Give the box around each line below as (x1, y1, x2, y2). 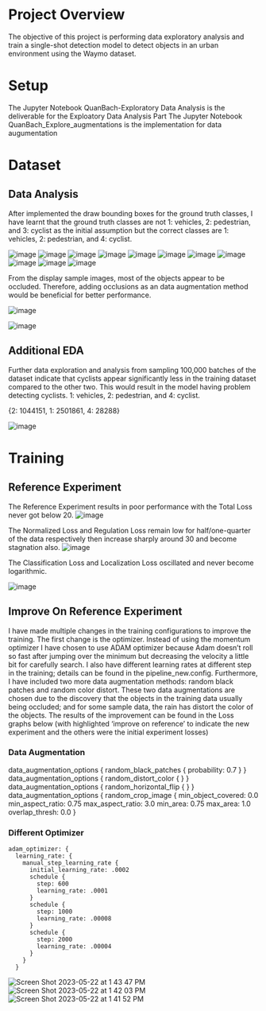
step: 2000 (37, 935, 73, 943)
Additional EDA (8, 344, 85, 358)
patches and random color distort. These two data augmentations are (8, 685, 236, 695)
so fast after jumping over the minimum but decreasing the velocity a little (8, 651, 249, 660)
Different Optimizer (8, 827, 85, 838)
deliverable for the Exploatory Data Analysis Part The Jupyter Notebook (8, 111, 243, 121)
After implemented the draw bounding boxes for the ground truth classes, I (8, 208, 253, 218)
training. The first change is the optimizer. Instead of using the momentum (8, 634, 251, 644)
